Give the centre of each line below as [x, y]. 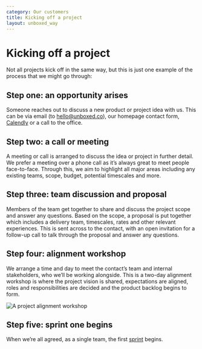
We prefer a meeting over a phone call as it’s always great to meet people [98, 162]
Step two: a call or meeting [58, 142]
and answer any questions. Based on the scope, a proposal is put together [99, 215]
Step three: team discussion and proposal [86, 194]
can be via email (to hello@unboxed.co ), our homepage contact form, [93, 116]
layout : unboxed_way [32, 23]
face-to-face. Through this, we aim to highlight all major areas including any [101, 169]
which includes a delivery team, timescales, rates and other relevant [91, 222]
